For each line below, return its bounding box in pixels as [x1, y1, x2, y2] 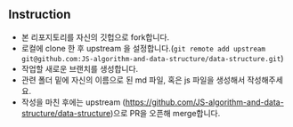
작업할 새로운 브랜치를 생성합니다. [20, 63, 139, 74]
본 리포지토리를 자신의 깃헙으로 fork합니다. [20, 31, 170, 43]
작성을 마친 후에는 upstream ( [20, 97, 126, 107]
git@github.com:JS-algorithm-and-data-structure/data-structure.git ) [20, 52, 284, 63]
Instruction [8, 7, 71, 22]
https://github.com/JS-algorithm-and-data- [125, 97, 284, 107]
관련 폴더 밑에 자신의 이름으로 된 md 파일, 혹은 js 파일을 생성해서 [20, 75, 246, 85]
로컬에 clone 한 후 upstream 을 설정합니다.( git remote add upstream [20, 43, 266, 53]
